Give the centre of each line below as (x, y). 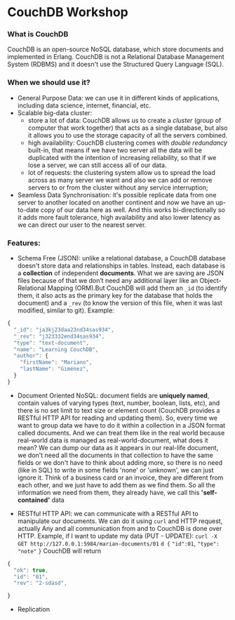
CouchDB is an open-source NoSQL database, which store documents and (115, 49)
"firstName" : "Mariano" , (56, 362)
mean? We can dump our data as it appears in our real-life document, (118, 447)
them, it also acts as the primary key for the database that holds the (115, 296)
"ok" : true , (31, 570)
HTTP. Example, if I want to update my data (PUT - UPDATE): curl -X (117, 536)
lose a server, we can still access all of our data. (97, 165)
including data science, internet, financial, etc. (84, 105)
